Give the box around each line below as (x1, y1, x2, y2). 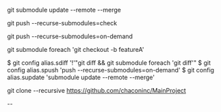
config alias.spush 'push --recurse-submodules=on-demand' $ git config (7, 66, 214, 74)
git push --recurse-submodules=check (7, 19, 118, 27)
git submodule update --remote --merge (7, 6, 121, 14)
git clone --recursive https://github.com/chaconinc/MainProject (7, 87, 186, 94)
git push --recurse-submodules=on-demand (7, 32, 133, 40)
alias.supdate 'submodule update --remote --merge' (7, 73, 155, 81)
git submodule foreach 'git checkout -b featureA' (7, 46, 145, 53)
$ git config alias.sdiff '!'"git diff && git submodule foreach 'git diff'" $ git (7, 59, 211, 67)
